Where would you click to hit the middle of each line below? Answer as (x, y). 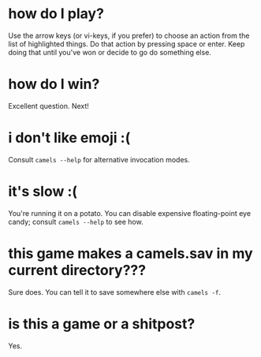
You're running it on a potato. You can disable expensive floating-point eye (129, 213)
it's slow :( (43, 192)
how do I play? (56, 14)
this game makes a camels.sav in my (131, 253)
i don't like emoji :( (69, 138)
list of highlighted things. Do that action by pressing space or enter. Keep (127, 43)
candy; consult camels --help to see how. (76, 221)
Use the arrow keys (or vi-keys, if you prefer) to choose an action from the (129, 35)
